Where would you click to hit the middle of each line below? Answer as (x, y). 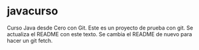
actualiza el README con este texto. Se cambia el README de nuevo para (99, 34)
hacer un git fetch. (30, 40)
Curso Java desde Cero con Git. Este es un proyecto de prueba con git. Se (100, 28)
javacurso (32, 11)
